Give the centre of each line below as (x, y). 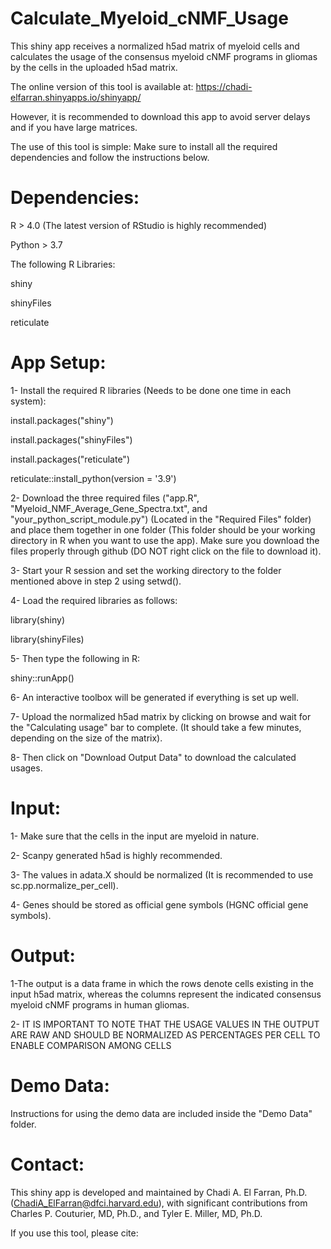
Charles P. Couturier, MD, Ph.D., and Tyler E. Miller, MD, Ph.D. (136, 1213)
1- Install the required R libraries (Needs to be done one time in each (151, 390)
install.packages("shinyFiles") (71, 439)
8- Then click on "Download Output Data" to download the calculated (153, 757)
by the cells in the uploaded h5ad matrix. (94, 67)
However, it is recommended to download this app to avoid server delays (160, 116)
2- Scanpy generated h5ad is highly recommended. (116, 855)
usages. (26, 768)
